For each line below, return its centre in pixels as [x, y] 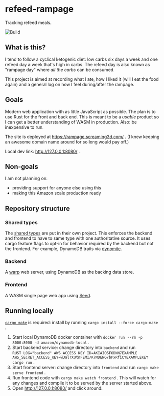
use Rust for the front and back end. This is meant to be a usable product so [82, 116]
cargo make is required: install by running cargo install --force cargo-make [82, 323]
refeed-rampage [39, 9]
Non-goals [22, 167]
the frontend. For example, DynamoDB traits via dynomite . [64, 249]
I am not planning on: [26, 178]
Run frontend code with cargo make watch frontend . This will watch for [84, 378]
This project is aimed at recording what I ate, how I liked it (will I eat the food [82, 79]
